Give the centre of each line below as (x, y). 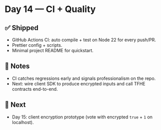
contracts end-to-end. (35, 89)
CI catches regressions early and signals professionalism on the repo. (84, 78)
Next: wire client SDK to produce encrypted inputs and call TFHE (78, 83)
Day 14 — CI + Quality (50, 9)
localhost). (23, 122)
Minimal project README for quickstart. (52, 50)
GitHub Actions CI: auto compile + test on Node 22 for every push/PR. (84, 40)
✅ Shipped (21, 28)
